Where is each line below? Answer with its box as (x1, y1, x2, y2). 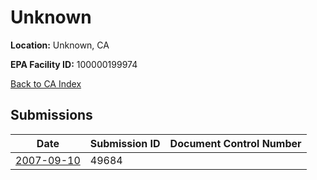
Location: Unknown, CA (10, 39, 110, 51)
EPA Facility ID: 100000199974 (10, 58, 138, 70)
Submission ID (89, 136, 161, 150)
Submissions (10, 107, 93, 124)
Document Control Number (169, 136, 302, 150)
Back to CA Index (10, 77, 82, 90)
